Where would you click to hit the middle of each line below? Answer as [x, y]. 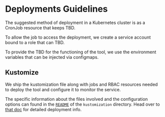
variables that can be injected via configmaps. [52, 57]
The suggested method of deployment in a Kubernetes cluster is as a [75, 23]
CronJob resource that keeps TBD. [40, 27]
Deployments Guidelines [57, 9]
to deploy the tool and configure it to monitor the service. [63, 90]
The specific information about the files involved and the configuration [77, 99]
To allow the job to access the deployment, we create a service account [78, 37]
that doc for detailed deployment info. [43, 109]
